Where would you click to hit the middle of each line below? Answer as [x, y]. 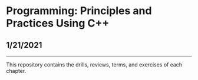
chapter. [16, 71]
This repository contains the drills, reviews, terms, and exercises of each [94, 65]
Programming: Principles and [79, 11]
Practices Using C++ [58, 23]
